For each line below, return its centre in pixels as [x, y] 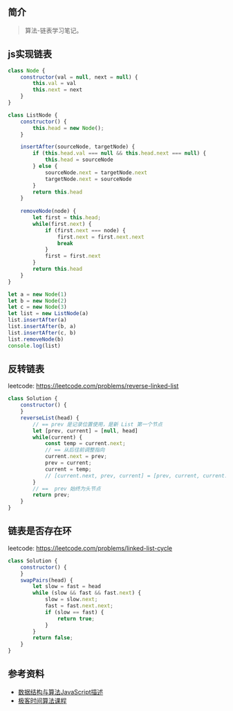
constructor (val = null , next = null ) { [79, 77]
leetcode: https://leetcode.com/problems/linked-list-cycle [90, 548]
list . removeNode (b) [36, 339]
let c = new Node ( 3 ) [38, 307]
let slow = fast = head [67, 587]
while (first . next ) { [62, 224]
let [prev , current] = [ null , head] [85, 430]
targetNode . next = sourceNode [88, 179]
